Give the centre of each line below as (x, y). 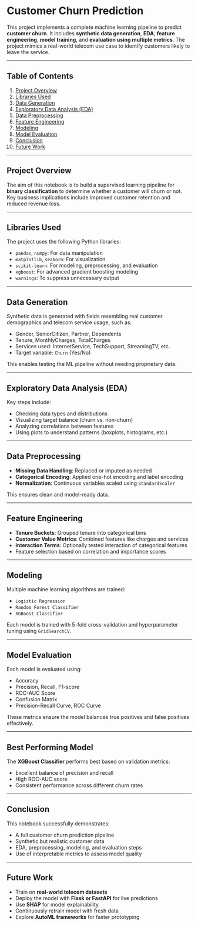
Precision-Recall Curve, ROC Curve (58, 706)
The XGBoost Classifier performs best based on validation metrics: (88, 762)
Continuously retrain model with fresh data (67, 911)
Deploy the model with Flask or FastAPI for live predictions (86, 898)
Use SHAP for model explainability (57, 904)
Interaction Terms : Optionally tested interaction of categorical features (101, 545)
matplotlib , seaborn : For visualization (60, 259)
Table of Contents (40, 76)
